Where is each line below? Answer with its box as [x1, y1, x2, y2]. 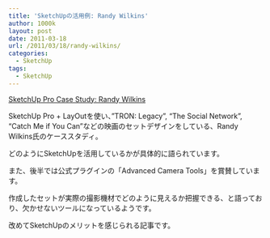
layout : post [8, 27, 53, 35]
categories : [8, 49, 49, 57]
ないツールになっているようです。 [43, 203, 156, 213]
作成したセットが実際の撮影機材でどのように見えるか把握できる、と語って [8, 193, 256, 202]
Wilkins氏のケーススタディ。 [8, 131, 103, 141]
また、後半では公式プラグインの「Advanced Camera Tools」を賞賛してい [8, 165, 253, 175]
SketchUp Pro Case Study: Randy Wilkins [8, 94, 146, 104]
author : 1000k [8, 19, 57, 28]
